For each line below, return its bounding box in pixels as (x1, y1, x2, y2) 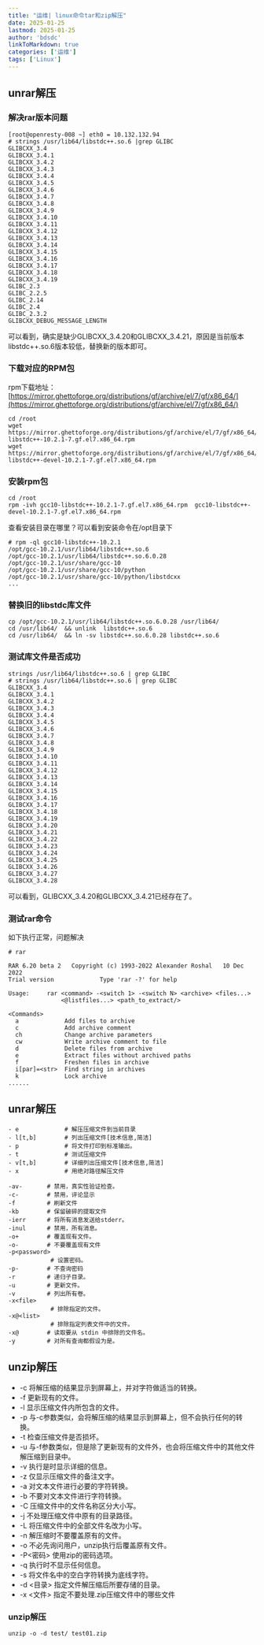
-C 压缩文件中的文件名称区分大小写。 (19, 1501, 141, 1510)
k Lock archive (15, 1072, 108, 1080)
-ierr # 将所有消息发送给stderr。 (8, 1216, 128, 1224)
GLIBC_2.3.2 (8, 310, 47, 317)
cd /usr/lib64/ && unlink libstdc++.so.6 (8, 625, 153, 633)
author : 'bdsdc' (8, 33, 61, 42)
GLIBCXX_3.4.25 (8, 856, 58, 863)
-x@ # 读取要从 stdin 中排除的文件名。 (8, 1328, 149, 1336)
